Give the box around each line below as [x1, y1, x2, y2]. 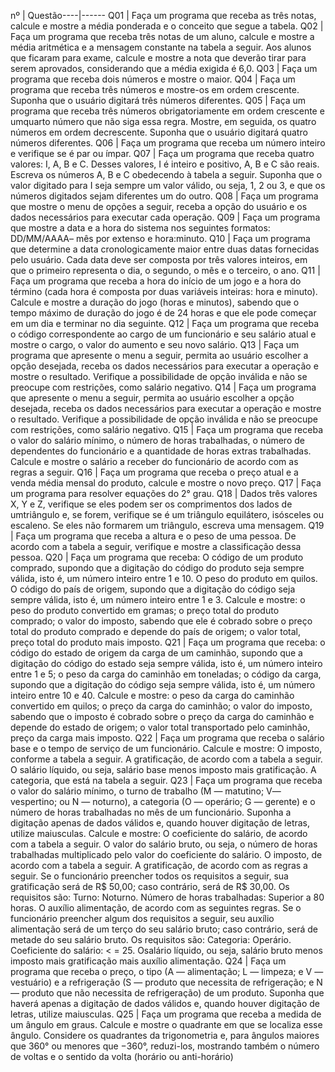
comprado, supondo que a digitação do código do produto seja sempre [10, 562, 305, 574]
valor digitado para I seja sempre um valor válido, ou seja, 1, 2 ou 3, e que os [10, 180, 326, 191]
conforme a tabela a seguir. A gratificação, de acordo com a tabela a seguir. [10, 753, 323, 765]
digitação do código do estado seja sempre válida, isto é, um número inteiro [10, 658, 323, 669]
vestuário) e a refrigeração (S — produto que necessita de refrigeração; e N [10, 976, 323, 988]
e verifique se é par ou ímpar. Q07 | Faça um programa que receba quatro [10, 148, 315, 159]
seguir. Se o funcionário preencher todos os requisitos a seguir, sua [10, 870, 289, 882]
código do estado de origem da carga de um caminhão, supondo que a [10, 647, 303, 659]
